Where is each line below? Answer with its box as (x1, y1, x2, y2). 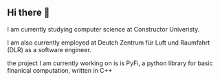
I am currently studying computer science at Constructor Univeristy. (7, 25, 200, 33)
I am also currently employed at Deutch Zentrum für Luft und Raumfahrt (7, 38, 210, 47)
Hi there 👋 (7, 7, 50, 19)
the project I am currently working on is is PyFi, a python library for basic (7, 59, 213, 67)
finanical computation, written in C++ (7, 66, 113, 74)
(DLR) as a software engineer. (7, 45, 91, 54)
